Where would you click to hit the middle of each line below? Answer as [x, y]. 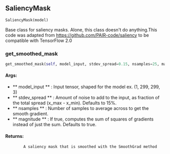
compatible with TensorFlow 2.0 [39, 41]
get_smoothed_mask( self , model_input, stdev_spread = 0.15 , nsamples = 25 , [82, 64]
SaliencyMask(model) [27, 20]
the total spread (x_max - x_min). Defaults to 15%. [65, 103]
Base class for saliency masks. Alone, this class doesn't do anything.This [81, 29]
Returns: [15, 136]
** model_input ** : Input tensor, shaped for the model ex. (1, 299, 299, [86, 87]
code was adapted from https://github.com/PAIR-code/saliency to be [77, 35]
